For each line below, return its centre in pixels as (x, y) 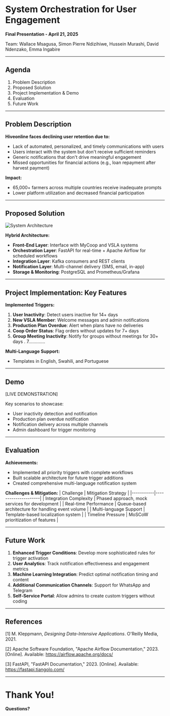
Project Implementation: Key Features (66, 293)
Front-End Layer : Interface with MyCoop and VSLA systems (75, 245)
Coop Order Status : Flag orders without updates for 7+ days (76, 331)
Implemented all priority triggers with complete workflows (73, 472)
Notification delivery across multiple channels (60, 424)
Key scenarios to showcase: (35, 404)
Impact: (13, 178)
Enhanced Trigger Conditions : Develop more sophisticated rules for (84, 553)
